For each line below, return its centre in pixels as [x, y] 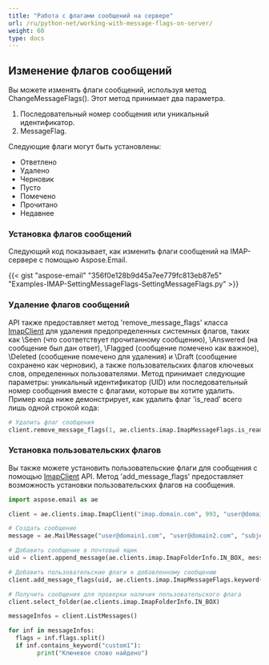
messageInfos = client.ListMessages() [73, 616]
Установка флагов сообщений [70, 233]
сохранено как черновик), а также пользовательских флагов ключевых [131, 365]
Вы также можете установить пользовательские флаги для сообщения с [133, 468]
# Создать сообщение [43, 529]
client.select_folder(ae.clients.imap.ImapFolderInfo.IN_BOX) [114, 602]
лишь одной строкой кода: [54, 408]
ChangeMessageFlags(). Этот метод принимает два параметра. [117, 99]
